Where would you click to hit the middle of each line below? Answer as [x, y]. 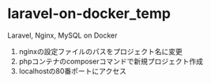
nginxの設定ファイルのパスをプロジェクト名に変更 [100, 51]
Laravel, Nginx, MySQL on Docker [62, 35]
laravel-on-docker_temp [89, 14]
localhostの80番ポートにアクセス [73, 70]
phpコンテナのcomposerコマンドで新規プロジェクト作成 [111, 61]
